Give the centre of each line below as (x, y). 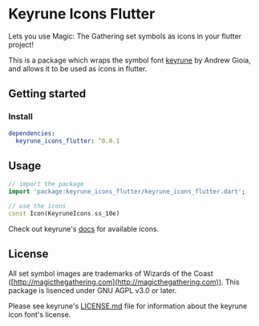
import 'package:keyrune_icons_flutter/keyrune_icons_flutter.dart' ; (127, 192)
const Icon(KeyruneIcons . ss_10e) (64, 213)
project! (21, 44)
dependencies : (32, 133)
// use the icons (37, 206)
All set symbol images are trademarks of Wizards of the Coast (111, 273)
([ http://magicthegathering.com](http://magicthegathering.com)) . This (124, 282)
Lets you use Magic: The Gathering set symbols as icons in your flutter (125, 36)
